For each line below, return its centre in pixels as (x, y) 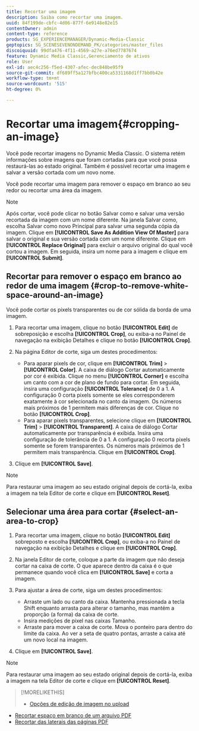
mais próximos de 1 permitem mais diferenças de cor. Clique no (101, 408)
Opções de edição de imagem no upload (79, 704)
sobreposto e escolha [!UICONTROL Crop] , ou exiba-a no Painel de (97, 542)
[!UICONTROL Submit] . (35, 258)
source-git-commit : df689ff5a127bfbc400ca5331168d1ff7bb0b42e (85, 73)
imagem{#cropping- (128, 124)
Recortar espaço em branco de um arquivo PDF (73, 715)
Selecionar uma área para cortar (67, 512)
